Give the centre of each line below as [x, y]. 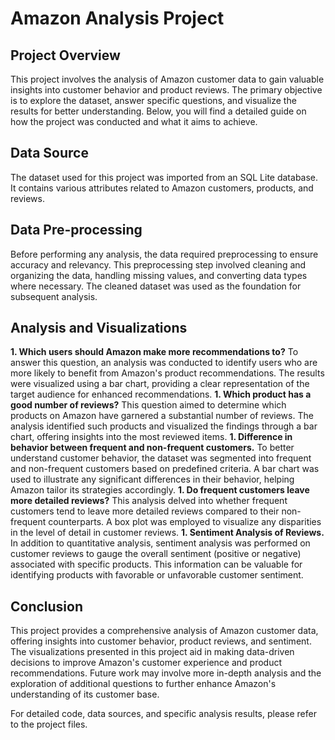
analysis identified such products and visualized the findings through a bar [164, 426]
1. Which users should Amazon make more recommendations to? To [154, 352]
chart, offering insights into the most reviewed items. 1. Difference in [151, 437]
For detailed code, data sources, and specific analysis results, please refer [163, 714]
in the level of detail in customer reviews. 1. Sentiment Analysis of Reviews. [167, 533]
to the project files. [49, 724]
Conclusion [47, 606]
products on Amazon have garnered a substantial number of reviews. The [162, 416]
